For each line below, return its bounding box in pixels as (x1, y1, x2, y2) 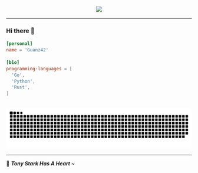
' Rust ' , (11, 84, 31, 90)
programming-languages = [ (6, 66, 72, 71)
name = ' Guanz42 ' (6, 47, 49, 53)
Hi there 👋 (6, 27, 35, 35)
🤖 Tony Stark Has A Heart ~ (6, 159, 75, 167)
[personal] (6, 41, 33, 47)
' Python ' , (11, 78, 35, 84)
